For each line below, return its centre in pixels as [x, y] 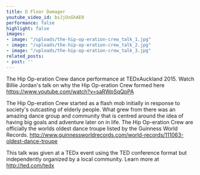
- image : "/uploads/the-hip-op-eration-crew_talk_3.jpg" [79, 51]
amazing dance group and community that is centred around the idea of [95, 116]
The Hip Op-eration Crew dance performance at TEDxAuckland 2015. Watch [100, 79]
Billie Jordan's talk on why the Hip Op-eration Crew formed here [85, 85]
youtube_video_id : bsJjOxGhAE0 [45, 17]
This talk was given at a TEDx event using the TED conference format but [97, 152]
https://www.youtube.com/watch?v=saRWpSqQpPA [70, 91]
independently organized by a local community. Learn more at [83, 159]
